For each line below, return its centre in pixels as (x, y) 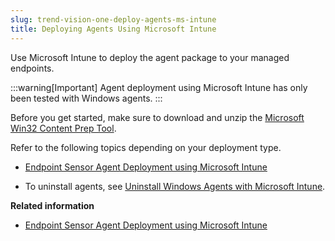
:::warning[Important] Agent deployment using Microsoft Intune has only (159, 87)
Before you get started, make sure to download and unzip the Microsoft (157, 117)
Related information (52, 205)
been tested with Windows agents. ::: (86, 98)
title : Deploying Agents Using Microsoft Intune (113, 29)
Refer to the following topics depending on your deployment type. (146, 147)
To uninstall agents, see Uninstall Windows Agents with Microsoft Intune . (175, 186)
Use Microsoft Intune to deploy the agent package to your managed (150, 57)
